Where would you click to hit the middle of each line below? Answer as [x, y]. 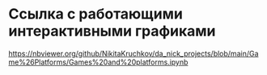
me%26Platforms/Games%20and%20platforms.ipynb [98, 62]
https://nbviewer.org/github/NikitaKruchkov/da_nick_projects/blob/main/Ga [133, 53]
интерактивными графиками [112, 31]
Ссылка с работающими [96, 14]
